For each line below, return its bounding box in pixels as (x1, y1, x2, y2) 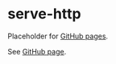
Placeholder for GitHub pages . (7, 31, 109, 41)
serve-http (7, 5, 81, 23)
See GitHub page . (7, 46, 67, 56)
